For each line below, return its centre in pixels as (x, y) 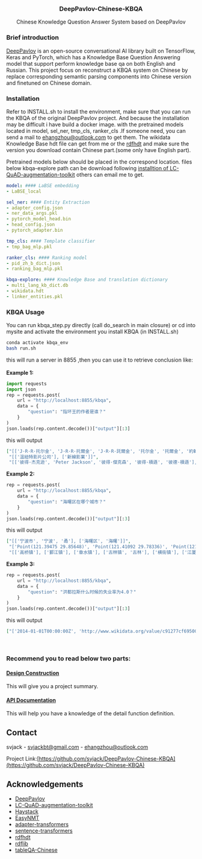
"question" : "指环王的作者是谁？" (67, 412)
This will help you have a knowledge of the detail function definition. (91, 714)
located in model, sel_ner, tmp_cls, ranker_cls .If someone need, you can (96, 130)
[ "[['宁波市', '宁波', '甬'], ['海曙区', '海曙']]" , (69, 541)
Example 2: (20, 474)
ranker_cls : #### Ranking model (47, 258)
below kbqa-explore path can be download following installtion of (87, 168)
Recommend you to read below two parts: (69, 658)
